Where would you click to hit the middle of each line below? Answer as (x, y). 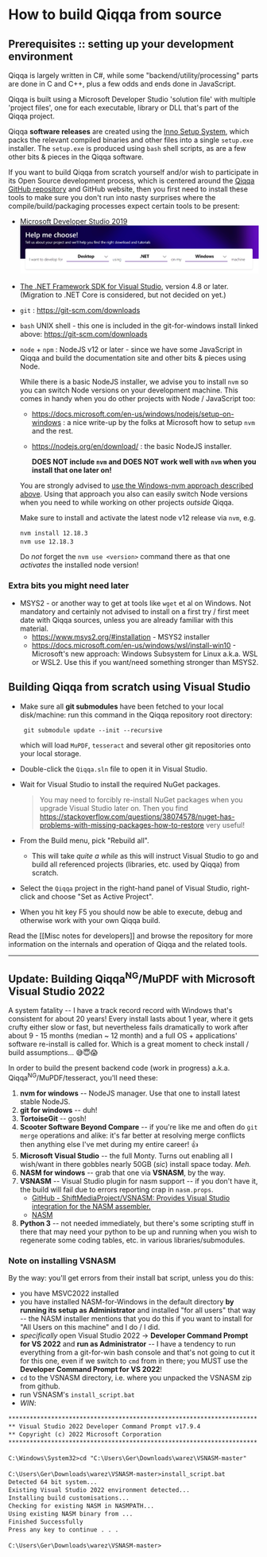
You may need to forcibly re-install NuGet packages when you (141, 799)
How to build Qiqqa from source (115, 15)
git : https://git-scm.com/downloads (80, 310)
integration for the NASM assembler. (91, 1207)
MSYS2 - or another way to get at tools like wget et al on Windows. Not (135, 603)
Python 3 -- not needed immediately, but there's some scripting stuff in (137, 1223)
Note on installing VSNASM (62, 1261)
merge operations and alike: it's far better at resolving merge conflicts (132, 1136)
